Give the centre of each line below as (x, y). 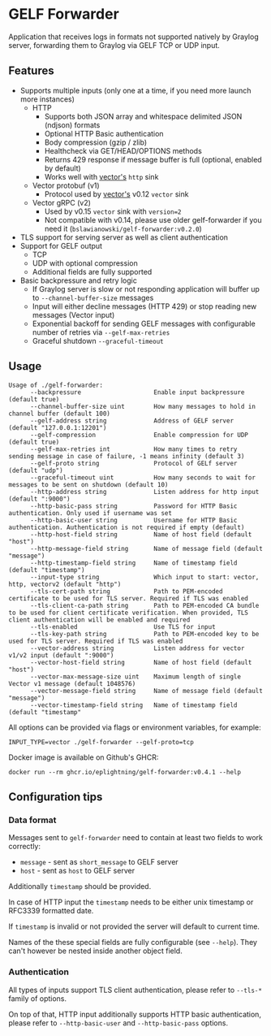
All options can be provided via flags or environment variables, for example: (135, 727)
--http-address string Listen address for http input (144, 492)
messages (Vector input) (73, 314)
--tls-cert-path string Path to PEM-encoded (126, 591)
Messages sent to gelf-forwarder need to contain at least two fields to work (136, 838)
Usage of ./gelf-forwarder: (56, 385)
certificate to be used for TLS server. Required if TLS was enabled (129, 598)
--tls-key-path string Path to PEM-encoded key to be (144, 634)
